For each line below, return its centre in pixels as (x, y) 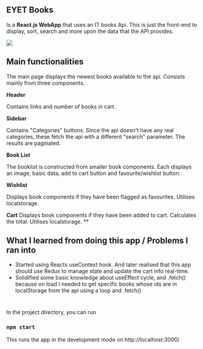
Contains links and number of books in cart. (61, 107)
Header (16, 94)
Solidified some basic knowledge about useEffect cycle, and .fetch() (101, 278)
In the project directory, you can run (51, 312)
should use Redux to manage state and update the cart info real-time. (102, 271)
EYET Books (30, 10)
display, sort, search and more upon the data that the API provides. (90, 31)
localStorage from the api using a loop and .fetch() (78, 291)
